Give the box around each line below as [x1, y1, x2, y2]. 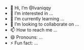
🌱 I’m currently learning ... [10, 16, 65, 21]
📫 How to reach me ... [10, 27, 58, 33]
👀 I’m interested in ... [10, 10, 53, 16]
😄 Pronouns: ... [10, 34, 43, 40]
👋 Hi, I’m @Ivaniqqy [10, 5, 51, 11]
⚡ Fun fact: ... [10, 40, 38, 46]
